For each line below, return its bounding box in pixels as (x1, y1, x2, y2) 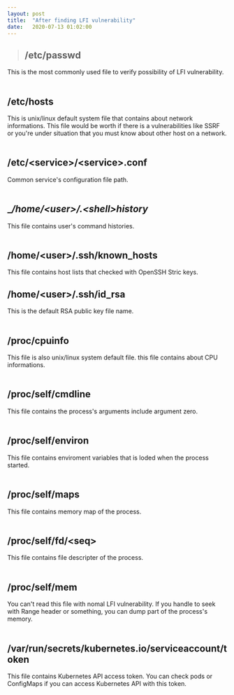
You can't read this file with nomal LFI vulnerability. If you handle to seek (7, 600, 216, 608)
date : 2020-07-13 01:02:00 (7, 23, 92, 30)
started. (7, 460, 30, 469)
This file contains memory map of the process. (7, 507, 142, 516)
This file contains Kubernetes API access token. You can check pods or (7, 672, 213, 680)
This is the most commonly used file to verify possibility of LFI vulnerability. (7, 68, 224, 76)
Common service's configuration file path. (7, 175, 129, 184)
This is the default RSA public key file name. (7, 307, 134, 315)
